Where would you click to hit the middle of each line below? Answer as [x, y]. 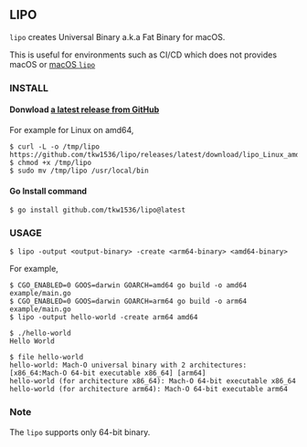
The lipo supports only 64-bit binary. [80, 431]
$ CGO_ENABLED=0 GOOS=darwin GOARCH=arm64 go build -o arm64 [128, 301]
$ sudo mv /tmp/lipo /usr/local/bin [79, 171]
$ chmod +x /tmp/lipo [51, 162]
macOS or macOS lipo [53, 64]
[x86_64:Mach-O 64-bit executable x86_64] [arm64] [108, 373]
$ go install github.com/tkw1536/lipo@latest [97, 210]
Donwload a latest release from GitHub [85, 109]
